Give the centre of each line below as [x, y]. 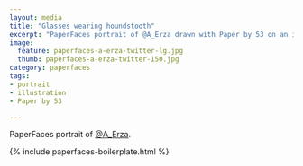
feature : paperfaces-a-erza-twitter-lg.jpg [100, 51]
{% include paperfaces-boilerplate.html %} [89, 152]
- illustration [38, 92]
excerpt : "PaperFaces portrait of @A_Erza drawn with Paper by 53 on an [149, 34]
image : [22, 43]
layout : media [36, 17]
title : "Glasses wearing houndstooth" [82, 26]
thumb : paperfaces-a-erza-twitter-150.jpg [98, 59]
